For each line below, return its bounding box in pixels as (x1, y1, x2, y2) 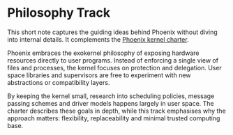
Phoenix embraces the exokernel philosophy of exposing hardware (7, 49, 200, 57)
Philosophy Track (7, 5, 110, 21)
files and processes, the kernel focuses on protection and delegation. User (7, 63, 222, 72)
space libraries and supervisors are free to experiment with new (7, 71, 191, 79)
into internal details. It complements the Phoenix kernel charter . (7, 35, 190, 43)
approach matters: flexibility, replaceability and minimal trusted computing (7, 113, 220, 122)
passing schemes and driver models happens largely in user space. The (7, 99, 214, 107)
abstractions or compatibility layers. (7, 78, 110, 86)
